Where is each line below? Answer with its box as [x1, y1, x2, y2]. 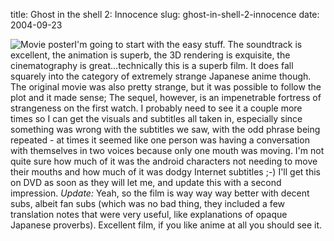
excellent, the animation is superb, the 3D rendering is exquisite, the [10, 49, 291, 61]
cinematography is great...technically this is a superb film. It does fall [10, 60, 294, 71]
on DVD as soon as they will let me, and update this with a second [10, 177, 282, 188]
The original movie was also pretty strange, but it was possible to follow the [10, 81, 322, 93]
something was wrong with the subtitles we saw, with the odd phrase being [10, 124, 321, 135]
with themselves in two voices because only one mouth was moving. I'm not [10, 145, 325, 156]
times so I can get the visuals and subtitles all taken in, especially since [10, 113, 303, 124]
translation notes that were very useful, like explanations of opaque [10, 209, 288, 220]
